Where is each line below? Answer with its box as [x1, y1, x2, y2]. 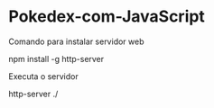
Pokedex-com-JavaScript [8, 6, 205, 27]
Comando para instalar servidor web [8, 36, 144, 47]
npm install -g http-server [8, 53, 105, 64]
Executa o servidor [8, 70, 79, 82]
